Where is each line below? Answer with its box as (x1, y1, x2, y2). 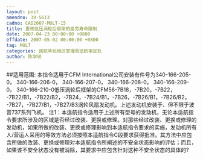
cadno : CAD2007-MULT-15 (6, 20, 66, 26)
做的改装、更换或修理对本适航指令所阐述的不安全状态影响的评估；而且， (16, 139, 197, 146)
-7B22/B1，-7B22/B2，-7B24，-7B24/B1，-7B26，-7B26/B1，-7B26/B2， (6, 93, 190, 101)
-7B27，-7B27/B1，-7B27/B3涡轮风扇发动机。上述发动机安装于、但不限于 (6, 101, 189, 108)
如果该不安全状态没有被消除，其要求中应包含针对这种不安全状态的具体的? (6, 146, 189, 154)
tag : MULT (6, 43, 31, 49)
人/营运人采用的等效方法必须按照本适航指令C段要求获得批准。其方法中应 (6, 131, 187, 139)
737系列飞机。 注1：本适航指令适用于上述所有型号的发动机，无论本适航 (11, 108, 188, 116)
